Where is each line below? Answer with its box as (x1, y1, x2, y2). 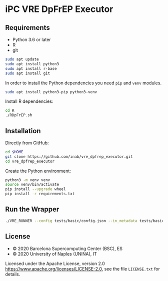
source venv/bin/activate (5, 182, 59, 187)
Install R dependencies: (5, 98, 53, 104)
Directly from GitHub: (5, 140, 49, 146)
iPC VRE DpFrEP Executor (5, 3, 113, 15)
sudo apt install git (5, 71, 50, 76)
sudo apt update (5, 57, 39, 62)
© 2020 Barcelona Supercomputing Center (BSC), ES (12, 246, 123, 252)
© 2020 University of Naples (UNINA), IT (12, 251, 97, 257)
